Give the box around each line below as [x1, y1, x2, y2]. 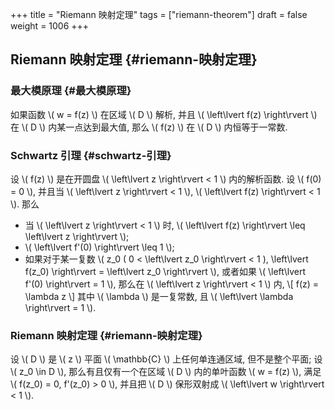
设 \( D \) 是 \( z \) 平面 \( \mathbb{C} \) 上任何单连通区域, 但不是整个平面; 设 [10, 353, 323, 365]
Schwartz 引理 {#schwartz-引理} [10, 148, 172, 162]
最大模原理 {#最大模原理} [10, 84, 132, 98]
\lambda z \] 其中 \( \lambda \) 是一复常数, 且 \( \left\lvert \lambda [24, 290, 294, 302]
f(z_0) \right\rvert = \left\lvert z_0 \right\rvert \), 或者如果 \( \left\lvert [24, 265, 307, 277]
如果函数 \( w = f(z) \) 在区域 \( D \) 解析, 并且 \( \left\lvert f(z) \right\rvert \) [10, 108, 318, 120]
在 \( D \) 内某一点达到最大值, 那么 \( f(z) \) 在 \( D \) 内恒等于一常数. [10, 121, 288, 133]
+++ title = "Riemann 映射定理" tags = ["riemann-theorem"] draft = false [10, 9, 308, 20]
